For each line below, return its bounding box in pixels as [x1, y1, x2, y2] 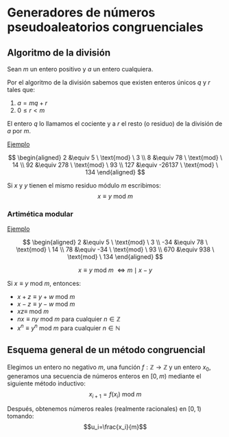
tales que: [7, 86, 36, 93]
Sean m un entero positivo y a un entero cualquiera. [7, 65, 154, 73]
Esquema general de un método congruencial [7, 344, 206, 356]
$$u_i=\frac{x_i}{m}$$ [83, 423, 147, 431]
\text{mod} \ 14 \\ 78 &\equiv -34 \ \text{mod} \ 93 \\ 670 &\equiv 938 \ [16, 245, 215, 254]
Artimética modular [7, 209, 73, 218]
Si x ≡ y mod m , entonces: [7, 280, 81, 288]
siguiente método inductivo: [7, 379, 86, 388]
